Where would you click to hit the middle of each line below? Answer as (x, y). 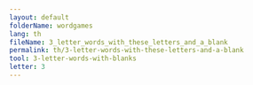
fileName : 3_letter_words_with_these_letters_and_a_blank (119, 42)
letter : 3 (28, 67)
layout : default (39, 17)
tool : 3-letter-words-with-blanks (73, 58)
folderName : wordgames (51, 26)
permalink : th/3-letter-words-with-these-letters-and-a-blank (126, 50)
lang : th (25, 34)
